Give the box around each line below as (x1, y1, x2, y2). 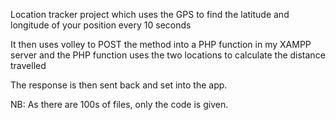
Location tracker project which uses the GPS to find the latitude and (10, 9, 290, 20)
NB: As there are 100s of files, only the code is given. (10, 99, 229, 110)
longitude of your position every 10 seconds (10, 19, 192, 31)
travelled (10, 60, 47, 71)
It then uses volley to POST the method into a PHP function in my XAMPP (10, 39, 312, 50)
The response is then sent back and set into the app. (10, 79, 228, 91)
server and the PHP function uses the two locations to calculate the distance (10, 49, 326, 61)
